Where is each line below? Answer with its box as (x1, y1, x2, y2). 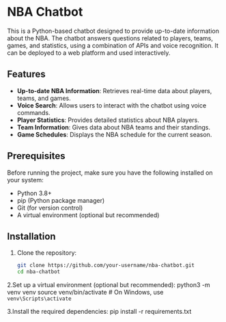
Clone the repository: (16, 249, 77, 257)
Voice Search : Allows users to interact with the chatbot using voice (16, 101, 207, 110)
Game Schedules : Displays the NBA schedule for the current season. (16, 130, 212, 138)
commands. (16, 108, 51, 116)
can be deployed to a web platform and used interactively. (7, 49, 171, 57)
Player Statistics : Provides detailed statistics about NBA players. (16, 116, 199, 124)
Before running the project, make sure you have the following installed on (7, 169, 213, 177)
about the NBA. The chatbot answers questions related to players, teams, (7, 34, 214, 42)
